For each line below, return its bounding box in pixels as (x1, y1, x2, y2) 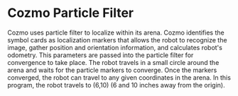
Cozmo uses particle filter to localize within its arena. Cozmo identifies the (7, 28, 225, 37)
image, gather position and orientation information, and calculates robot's (7, 43, 222, 52)
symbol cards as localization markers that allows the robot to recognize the (7, 35, 227, 44)
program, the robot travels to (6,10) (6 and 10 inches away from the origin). (7, 80, 225, 89)
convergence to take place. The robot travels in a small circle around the (7, 58, 220, 66)
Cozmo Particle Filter (7, 5, 134, 21)
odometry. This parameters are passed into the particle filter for (7, 51, 194, 59)
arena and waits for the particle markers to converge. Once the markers (7, 66, 217, 74)
